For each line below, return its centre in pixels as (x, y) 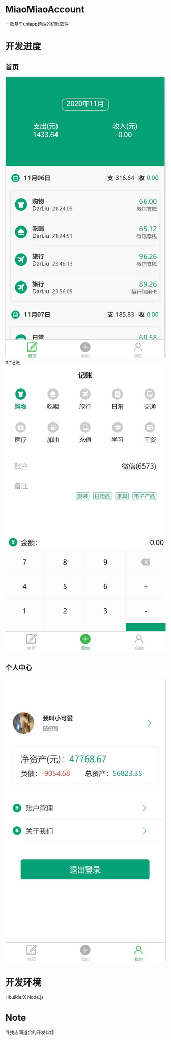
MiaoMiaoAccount (45, 9)
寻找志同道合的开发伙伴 (30, 1032)
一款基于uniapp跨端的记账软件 (37, 24)
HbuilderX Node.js (25, 997)
